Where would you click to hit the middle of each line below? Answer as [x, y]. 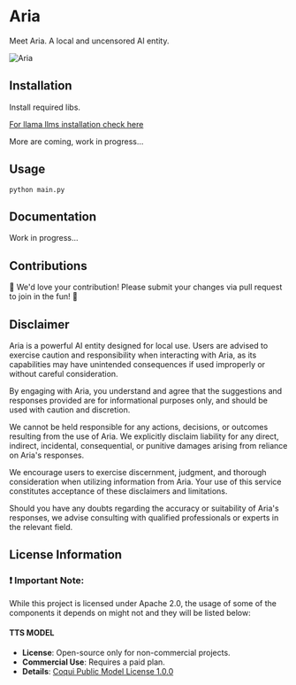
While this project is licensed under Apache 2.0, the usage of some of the [143, 603]
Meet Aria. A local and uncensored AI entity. [89, 41]
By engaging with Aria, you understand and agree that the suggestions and [146, 391]
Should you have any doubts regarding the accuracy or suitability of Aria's [144, 508]
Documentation [53, 216]
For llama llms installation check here [76, 124]
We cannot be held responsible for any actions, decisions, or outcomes [139, 427]
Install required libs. [45, 107]
